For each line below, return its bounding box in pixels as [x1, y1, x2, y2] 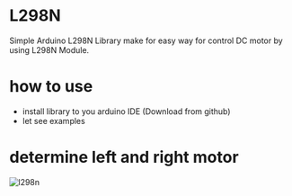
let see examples [22, 115, 85, 126]
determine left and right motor [9, 147, 240, 167]
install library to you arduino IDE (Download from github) [22, 105, 231, 117]
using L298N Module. [9, 44, 90, 55]
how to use [9, 76, 93, 97]
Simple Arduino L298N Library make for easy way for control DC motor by [9, 35, 283, 46]
